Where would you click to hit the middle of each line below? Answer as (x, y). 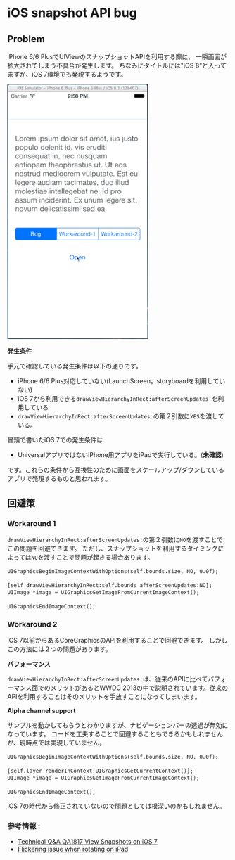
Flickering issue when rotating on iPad (73, 849)
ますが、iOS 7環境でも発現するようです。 (67, 74)
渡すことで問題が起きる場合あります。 (99, 557)
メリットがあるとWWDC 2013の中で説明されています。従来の (139, 688)
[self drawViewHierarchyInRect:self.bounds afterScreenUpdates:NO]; (110, 585)
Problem (26, 39)
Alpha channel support (42, 711)
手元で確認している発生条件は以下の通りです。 (75, 366)
